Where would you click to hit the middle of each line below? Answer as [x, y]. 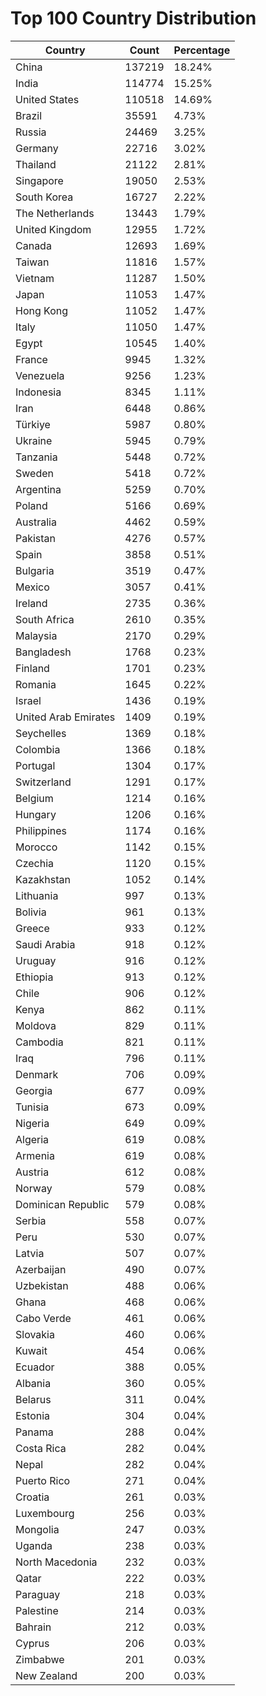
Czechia [35, 863]
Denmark [37, 1074]
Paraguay [38, 1594]
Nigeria [32, 1123]
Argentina [38, 489]
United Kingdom [53, 229]
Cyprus [32, 1643]
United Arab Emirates [65, 717]
